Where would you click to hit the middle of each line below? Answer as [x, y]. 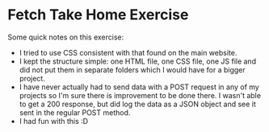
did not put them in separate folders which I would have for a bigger [132, 69]
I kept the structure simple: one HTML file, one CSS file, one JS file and [137, 61]
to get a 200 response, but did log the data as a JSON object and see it [137, 104]
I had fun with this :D [54, 121]
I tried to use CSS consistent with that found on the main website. [128, 52]
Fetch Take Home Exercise [98, 15]
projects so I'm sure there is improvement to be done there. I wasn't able [140, 95]
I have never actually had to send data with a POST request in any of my [139, 87]
